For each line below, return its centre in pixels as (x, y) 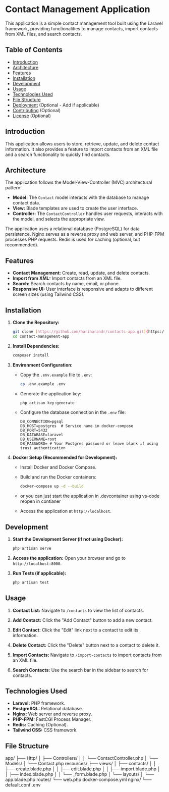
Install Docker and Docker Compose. (58, 467)
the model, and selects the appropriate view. (59, 219)
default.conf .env (23, 785)
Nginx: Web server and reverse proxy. (52, 714)
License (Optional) (32, 116)
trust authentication (43, 448)
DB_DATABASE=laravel (42, 435)
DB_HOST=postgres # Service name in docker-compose (77, 426)
